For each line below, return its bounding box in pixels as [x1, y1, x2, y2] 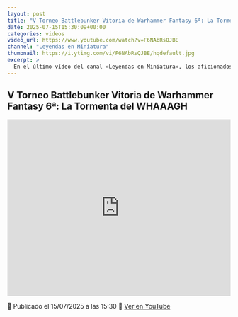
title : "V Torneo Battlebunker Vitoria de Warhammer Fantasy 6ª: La [7, 17, 214, 24]
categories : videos [7, 30, 65, 38]
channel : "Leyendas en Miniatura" [7, 43, 110, 50]
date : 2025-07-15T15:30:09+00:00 [7, 23, 106, 30]
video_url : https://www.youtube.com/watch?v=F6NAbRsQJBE [7, 37, 179, 44]
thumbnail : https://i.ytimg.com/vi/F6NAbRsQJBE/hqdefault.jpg [7, 50, 195, 57]
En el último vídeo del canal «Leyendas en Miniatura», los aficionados [13, 63, 233, 70]
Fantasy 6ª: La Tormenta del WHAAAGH [7, 100, 188, 113]
